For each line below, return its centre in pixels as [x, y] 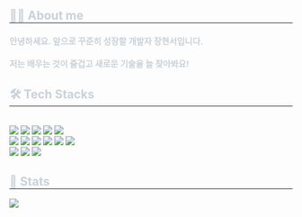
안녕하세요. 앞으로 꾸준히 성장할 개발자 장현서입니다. [107, 42]
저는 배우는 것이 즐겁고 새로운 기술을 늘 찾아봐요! [99, 64]
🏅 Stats [30, 181]
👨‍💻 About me [46, 16]
